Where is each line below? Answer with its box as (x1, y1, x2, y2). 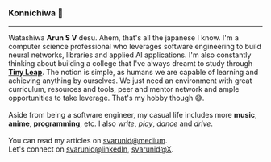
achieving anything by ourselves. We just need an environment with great (8, 76, 252, 85)
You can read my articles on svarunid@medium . (8, 136, 168, 146)
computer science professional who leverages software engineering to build (8, 42, 262, 52)
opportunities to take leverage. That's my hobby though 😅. (8, 93, 205, 103)
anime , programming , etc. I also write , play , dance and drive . (8, 118, 214, 128)
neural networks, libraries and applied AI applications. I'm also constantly (8, 50, 252, 60)
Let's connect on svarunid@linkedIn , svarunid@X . (8, 144, 174, 154)
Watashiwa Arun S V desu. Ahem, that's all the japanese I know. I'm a (8, 33, 240, 43)
